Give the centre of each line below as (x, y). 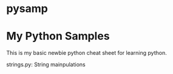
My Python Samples (58, 36)
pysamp (27, 9)
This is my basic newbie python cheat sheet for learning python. (86, 53)
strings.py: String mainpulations (46, 64)
